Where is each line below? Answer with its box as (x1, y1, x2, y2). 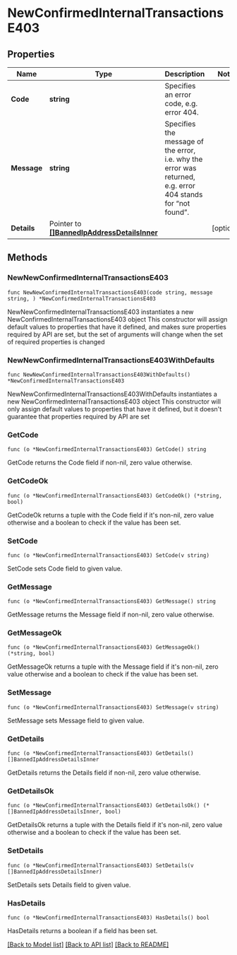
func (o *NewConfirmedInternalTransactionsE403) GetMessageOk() (7, 644, 200, 651)
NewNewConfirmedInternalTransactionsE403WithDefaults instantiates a (7, 389, 217, 398)
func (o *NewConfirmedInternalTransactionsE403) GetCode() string (7, 446, 207, 453)
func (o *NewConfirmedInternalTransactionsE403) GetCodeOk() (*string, (7, 492, 222, 499)
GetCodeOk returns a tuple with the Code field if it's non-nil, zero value (7, 510, 214, 519)
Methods (7, 252, 48, 264)
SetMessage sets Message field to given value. (7, 716, 145, 725)
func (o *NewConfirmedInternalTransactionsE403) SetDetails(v (7, 862, 194, 869)
